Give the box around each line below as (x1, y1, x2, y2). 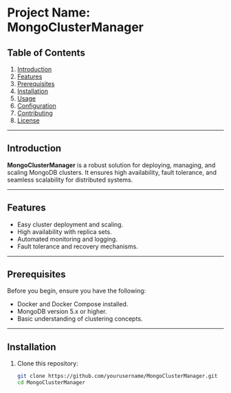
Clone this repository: (16, 359, 78, 368)
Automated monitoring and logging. (16, 235, 118, 243)
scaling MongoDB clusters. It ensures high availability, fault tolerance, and (7, 168, 217, 176)
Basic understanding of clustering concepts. (16, 315, 143, 323)
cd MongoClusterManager (16, 379, 86, 386)
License (16, 116, 40, 125)
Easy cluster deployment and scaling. (16, 220, 124, 229)
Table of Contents (7, 47, 86, 59)
